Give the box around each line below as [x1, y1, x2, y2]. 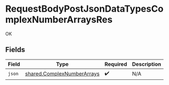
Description [132, 61, 161, 68]
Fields [5, 45, 26, 54]
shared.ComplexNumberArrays [25, 70, 100, 77]
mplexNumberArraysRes [5, 14, 113, 25]
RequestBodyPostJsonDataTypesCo [5, 3, 164, 15]
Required [104, 61, 127, 68]
